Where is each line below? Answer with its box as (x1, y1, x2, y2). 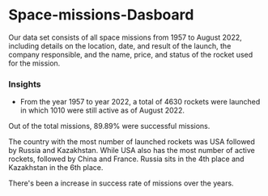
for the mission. (8, 58, 61, 68)
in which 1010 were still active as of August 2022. (19, 105, 185, 115)
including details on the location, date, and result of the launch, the (8, 40, 232, 50)
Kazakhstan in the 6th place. (8, 163, 104, 173)
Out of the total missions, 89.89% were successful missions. (8, 121, 211, 131)
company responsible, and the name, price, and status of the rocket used (8, 49, 253, 59)
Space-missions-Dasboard (8, 6, 194, 24)
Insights (8, 79, 41, 90)
